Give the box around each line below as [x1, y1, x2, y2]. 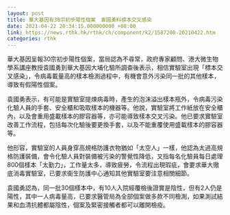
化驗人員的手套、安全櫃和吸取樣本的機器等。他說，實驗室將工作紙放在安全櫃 [7, 104, 223, 112]
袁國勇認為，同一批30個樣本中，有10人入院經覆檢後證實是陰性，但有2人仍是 [7, 184, 222, 192]
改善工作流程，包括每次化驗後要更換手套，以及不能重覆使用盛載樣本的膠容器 [7, 121, 223, 129]
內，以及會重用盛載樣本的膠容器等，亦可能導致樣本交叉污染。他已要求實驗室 [7, 112, 223, 120]
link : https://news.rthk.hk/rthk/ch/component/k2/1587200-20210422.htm [7, 29, 216, 36]
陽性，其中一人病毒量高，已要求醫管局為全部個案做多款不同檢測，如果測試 [7, 192, 217, 201]
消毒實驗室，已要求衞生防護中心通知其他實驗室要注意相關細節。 [12, 169, 193, 177]
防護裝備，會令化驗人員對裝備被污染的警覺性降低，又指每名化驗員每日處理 [12, 152, 223, 160]
